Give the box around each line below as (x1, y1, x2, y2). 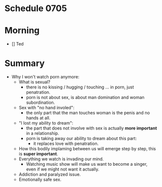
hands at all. (26, 115, 50, 121)
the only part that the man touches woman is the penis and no (26, 110, 150, 116)
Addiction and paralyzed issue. (18, 172, 81, 177)
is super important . (18, 151, 59, 157)
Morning (4, 25, 40, 36)
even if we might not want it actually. (26, 166, 100, 172)
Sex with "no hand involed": (18, 105, 75, 111)
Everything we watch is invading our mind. (18, 156, 104, 162)
